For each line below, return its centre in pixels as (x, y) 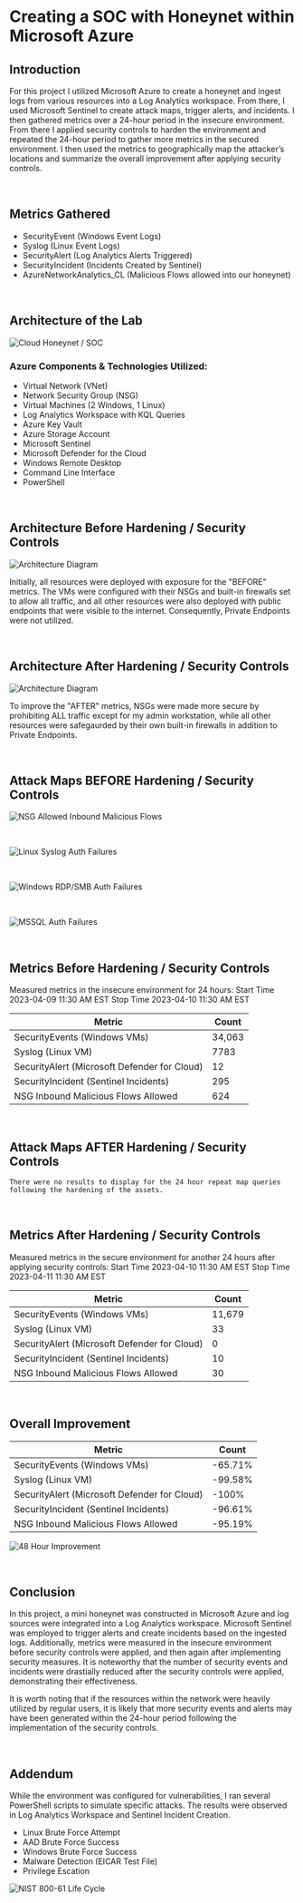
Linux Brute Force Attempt (71, 1832)
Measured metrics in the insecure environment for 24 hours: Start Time (142, 990)
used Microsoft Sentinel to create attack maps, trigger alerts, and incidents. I (152, 110)
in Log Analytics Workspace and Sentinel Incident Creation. (120, 1815)
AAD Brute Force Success (71, 1842)
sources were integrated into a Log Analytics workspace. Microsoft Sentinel (151, 1624)
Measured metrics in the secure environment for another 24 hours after (142, 1257)
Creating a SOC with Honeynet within (152, 17)
